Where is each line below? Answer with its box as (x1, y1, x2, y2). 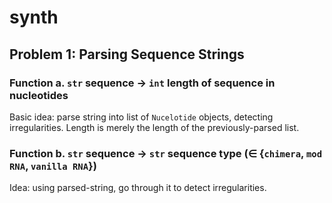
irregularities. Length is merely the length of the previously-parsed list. (9, 121, 300, 133)
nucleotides (9, 88, 69, 102)
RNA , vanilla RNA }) (9, 159, 97, 173)
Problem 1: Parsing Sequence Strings (9, 46, 245, 63)
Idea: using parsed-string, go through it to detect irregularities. (9, 182, 267, 194)
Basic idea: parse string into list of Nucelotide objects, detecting (9, 111, 274, 123)
